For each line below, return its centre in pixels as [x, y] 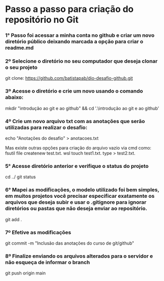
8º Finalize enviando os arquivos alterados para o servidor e [79, 256]
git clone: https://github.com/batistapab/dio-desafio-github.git [69, 78]
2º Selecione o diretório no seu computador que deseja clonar [82, 61]
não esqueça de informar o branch [48, 262]
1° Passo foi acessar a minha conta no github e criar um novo [80, 35]
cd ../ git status [21, 177]
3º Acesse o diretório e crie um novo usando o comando [74, 91]
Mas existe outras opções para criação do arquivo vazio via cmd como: [78, 148]
